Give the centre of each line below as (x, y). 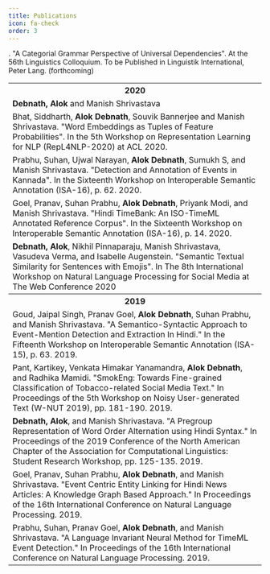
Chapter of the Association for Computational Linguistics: (121, 452)
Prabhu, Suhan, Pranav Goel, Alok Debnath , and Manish (118, 528)
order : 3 (23, 31)
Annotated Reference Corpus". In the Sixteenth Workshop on (127, 224)
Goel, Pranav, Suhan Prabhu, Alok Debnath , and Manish (118, 474)
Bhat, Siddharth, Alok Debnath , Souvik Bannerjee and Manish (129, 117)
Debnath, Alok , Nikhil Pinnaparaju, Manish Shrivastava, (117, 246)
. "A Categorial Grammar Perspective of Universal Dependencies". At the (128, 54)
